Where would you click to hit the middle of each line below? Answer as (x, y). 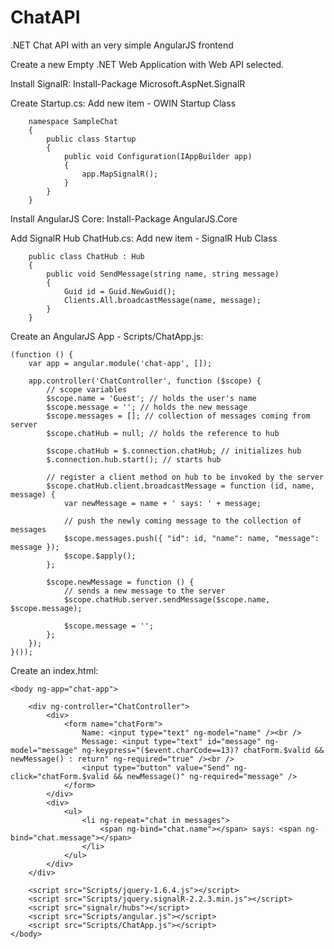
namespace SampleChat (73, 121)
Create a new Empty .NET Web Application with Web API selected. (147, 64)
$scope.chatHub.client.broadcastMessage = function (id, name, (180, 486)
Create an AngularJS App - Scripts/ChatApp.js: (107, 336)
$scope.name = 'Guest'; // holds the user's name (151, 398)
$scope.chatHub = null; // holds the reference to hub (163, 433)
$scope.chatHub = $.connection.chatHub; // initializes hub (174, 451)
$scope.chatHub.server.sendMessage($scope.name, (167, 599)
